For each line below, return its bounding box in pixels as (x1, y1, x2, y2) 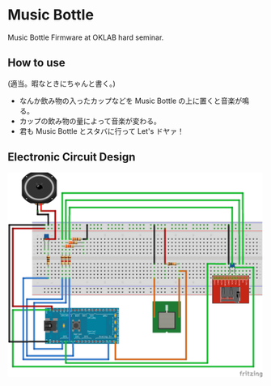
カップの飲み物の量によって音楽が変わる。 (19, 116, 161, 126)
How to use (7, 56, 66, 70)
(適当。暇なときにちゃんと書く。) (7, 79, 116, 88)
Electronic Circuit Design (7, 150, 136, 164)
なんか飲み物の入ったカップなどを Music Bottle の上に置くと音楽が (19, 96, 243, 105)
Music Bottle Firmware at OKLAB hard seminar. (7, 32, 164, 42)
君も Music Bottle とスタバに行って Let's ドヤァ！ (19, 126, 184, 135)
